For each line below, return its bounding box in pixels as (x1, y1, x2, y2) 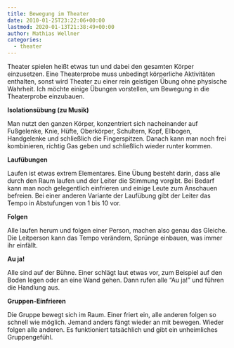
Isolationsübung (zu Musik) (7, 106, 89, 114)
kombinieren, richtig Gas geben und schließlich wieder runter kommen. (7, 142, 213, 150)
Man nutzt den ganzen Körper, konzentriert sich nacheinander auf (7, 120, 198, 127)
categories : (7, 37, 42, 44)
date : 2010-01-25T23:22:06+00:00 (7, 17, 105, 24)
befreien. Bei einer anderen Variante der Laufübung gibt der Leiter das (7, 191, 211, 200)
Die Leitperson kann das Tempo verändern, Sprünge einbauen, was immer (7, 233, 223, 242)
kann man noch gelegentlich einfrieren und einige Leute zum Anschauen (7, 184, 218, 192)
